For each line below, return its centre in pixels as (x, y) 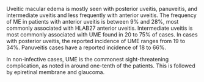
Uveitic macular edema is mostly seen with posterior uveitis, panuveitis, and (102, 9)
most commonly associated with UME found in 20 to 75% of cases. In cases (102, 35)
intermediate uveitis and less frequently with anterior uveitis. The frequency (101, 15)
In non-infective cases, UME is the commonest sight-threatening (88, 59)
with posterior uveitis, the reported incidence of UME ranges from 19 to (96, 41)
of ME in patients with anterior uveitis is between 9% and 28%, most (93, 22)
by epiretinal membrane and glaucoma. (56, 72)
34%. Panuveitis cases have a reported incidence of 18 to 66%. (86, 47)
